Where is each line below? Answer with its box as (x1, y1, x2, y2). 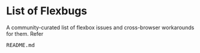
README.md (6, 42, 35, 48)
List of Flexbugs (6, 4, 87, 18)
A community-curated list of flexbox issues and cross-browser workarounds (6, 24, 195, 31)
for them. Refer (6, 30, 44, 37)
